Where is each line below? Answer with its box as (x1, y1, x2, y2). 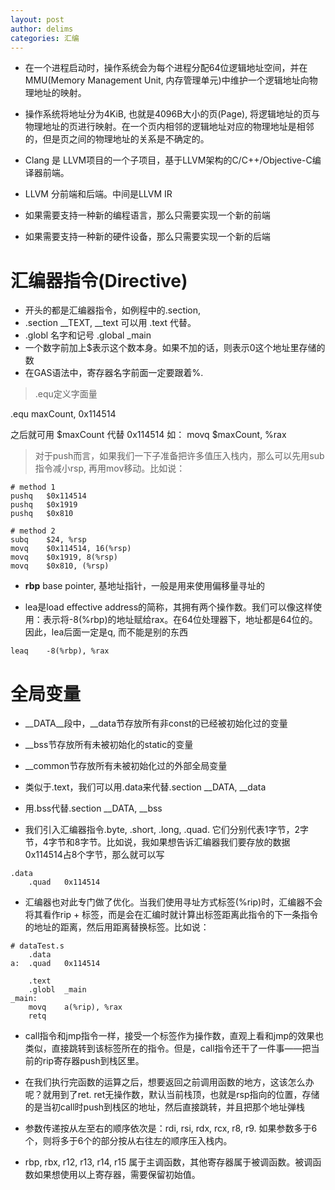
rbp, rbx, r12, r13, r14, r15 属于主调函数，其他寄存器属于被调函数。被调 (24, 1156, 313, 1168)
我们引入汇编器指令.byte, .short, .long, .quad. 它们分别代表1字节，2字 (24, 824, 310, 836)
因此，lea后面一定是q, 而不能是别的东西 (24, 626, 188, 638)
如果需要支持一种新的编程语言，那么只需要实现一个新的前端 (24, 209, 271, 221)
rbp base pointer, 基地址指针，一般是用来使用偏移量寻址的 (24, 580, 265, 592)
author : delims (10, 24, 74, 34)
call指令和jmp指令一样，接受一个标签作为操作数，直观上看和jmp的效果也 (24, 1030, 325, 1042)
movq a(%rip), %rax (28, 1002, 123, 1013)
